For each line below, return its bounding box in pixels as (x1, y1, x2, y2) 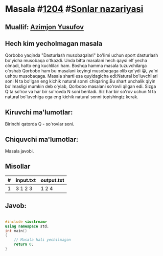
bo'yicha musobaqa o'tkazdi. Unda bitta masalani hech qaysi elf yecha (5, 58, 147, 64)
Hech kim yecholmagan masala (5, 39, 103, 47)
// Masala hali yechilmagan (14, 237, 71, 242)
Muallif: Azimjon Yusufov (5, 23, 84, 31)
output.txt (41, 177, 65, 184)
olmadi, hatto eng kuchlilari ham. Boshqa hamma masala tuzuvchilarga (5, 63, 147, 69)
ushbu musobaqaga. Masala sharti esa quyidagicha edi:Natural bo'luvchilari (5, 73, 158, 79)
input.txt (15, 177, 36, 184)
